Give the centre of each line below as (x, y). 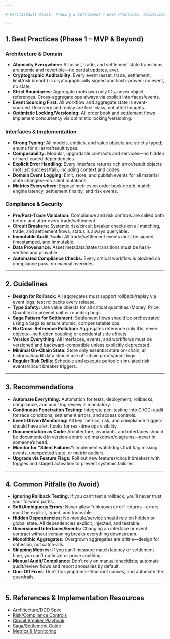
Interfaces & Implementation (41, 132)
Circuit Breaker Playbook (38, 621)
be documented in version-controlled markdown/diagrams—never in (84, 437)
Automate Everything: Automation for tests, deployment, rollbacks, (83, 399)
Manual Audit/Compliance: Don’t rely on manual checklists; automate (86, 561)
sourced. (22, 108)
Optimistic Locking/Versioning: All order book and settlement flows (84, 113)
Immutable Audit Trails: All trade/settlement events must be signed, (84, 236)
